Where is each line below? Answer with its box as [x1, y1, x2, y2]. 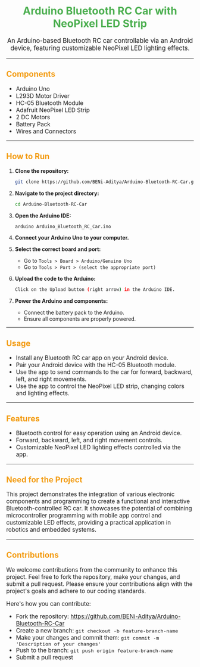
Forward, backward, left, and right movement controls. [15, 436, 162, 445]
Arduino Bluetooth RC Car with [23, 4, 177, 18]
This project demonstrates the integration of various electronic [6, 491, 175, 498]
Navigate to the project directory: [14, 190, 99, 197]
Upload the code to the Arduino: [14, 275, 96, 283]
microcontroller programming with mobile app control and [6, 511, 162, 520]
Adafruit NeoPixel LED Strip [15, 106, 90, 114]
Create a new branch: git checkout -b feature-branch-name [15, 627, 179, 635]
